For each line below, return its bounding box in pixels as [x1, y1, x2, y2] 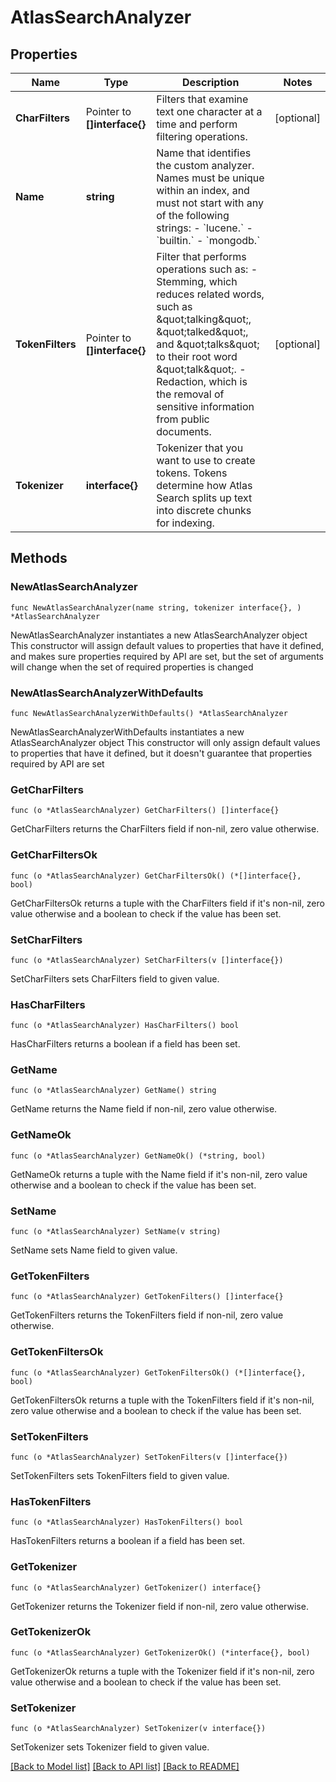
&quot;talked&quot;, [156, 325, 249, 338]
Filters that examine [156, 92, 249, 106]
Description [181, 76, 240, 89]
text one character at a [156, 105, 263, 118]
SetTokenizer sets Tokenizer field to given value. [10, 1741, 210, 1753]
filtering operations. [156, 130, 248, 143]
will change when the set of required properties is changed [10, 661, 254, 673]
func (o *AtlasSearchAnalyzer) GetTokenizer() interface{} [10, 1582, 262, 1593]
